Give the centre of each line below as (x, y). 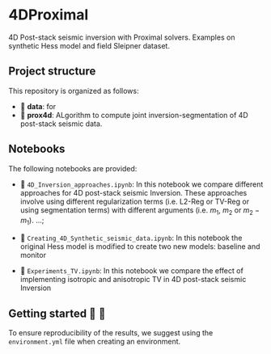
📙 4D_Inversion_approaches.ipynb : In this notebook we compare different (142, 184)
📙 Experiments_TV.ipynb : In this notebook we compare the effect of (132, 271)
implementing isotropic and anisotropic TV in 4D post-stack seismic (133, 280)
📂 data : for (38, 106)
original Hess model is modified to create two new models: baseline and (140, 247)
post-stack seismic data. (61, 124)
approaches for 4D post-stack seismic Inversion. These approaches (133, 192)
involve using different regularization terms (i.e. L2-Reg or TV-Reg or (134, 201)
